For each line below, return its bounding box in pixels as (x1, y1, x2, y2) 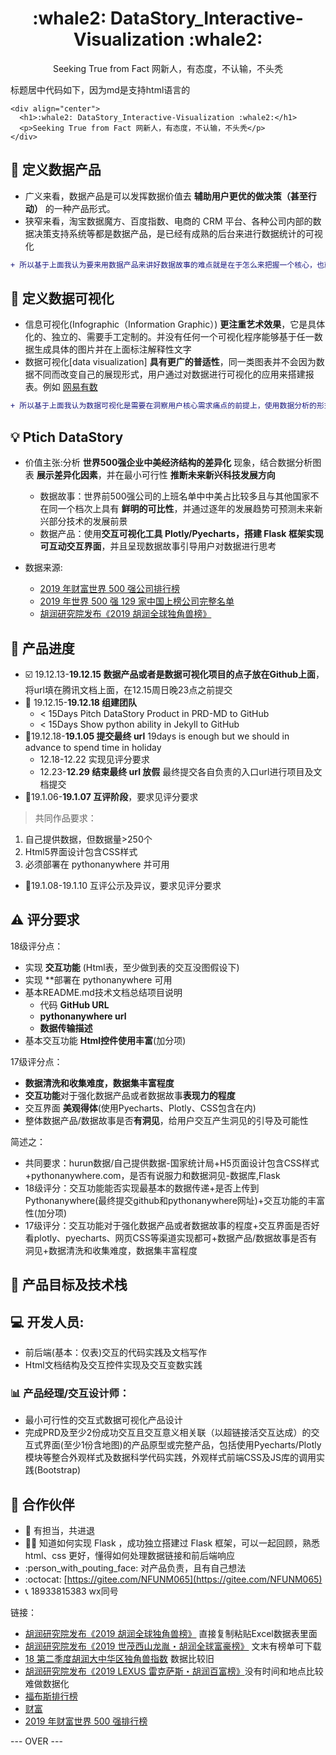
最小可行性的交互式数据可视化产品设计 (24, 1414, 183, 1426)
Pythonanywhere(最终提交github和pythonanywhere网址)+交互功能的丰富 (24, 1194, 326, 1206)
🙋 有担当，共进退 (24, 1525, 95, 1537)
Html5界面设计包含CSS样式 (24, 845, 138, 857)
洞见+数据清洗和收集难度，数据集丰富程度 (24, 1244, 198, 1256)
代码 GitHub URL (39, 998, 110, 1011)
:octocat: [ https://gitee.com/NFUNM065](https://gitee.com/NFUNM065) (24, 1573, 323, 1586)
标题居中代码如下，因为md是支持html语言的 (10, 83, 191, 96)
